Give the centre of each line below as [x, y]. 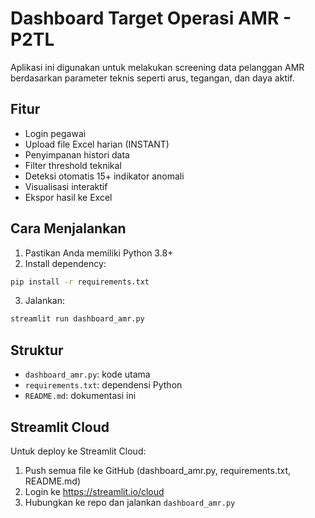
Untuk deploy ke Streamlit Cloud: [78, 451]
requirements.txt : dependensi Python [103, 385]
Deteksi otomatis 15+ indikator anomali [104, 176]
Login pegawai [55, 133]
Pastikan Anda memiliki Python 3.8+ [99, 253]
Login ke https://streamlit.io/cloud [94, 491]
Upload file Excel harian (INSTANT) [97, 144]
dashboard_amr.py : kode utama [87, 374]
